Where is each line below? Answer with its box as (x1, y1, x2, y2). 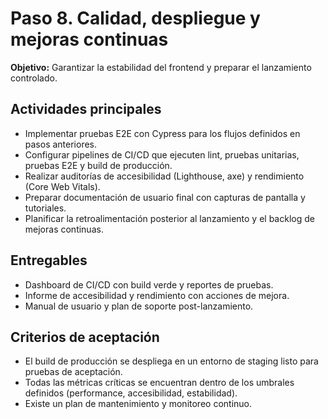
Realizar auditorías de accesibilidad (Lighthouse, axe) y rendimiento (24, 170, 305, 182)
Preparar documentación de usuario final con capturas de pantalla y (24, 191, 306, 203)
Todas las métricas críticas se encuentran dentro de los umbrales (24, 377, 295, 389)
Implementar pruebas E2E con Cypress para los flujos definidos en (24, 127, 301, 139)
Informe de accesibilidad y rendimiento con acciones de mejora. (24, 289, 290, 301)
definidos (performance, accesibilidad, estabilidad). (24, 387, 238, 399)
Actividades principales (10, 101, 162, 118)
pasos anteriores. (24, 138, 98, 150)
